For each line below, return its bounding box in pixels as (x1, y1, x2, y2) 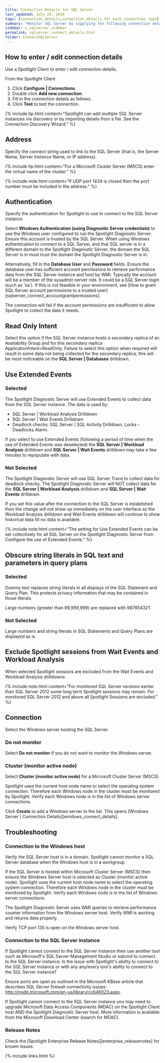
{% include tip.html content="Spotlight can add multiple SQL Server (5, 111, 142, 116)
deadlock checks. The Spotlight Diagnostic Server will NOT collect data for (5, 481, 157, 487)
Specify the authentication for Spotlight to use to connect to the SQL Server (5, 211, 158, 217)
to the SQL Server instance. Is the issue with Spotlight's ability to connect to (5, 958, 159, 965)
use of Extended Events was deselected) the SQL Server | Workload (5, 441, 144, 447)
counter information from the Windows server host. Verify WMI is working (5, 910, 155, 915)
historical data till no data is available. (5, 517, 81, 523)
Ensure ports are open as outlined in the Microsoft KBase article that (5, 979, 143, 985)
